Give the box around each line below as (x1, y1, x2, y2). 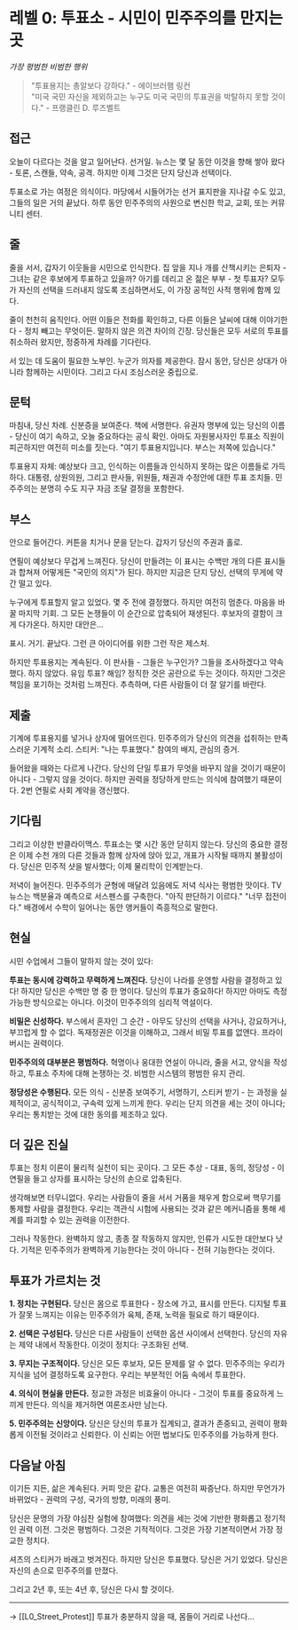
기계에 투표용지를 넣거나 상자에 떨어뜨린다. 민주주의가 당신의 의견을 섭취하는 (9, 733, 272, 743)
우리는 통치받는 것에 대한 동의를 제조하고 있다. (9, 1109, 169, 1120)
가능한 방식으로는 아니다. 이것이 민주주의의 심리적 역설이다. (9, 996, 213, 1008)
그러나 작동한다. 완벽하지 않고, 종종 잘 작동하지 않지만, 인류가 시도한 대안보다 (9, 1233, 274, 1244)
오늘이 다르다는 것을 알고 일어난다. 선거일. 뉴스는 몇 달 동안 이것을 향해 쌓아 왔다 (9, 156, 286, 167)
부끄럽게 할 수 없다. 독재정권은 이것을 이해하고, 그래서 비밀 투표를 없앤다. (9, 1026, 260, 1037)
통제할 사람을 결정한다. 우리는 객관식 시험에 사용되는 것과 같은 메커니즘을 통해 (9, 1204, 277, 1215)
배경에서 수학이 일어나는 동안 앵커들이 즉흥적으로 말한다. (23, 902, 218, 913)
